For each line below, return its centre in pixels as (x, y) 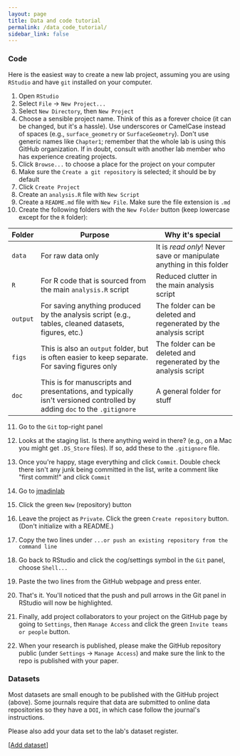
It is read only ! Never (191, 247)
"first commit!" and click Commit (64, 477)
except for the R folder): (53, 217)
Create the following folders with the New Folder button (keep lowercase (124, 209)
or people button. (44, 631)
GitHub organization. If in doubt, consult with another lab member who (122, 149)
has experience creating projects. (68, 156)
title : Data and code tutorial (54, 21)
